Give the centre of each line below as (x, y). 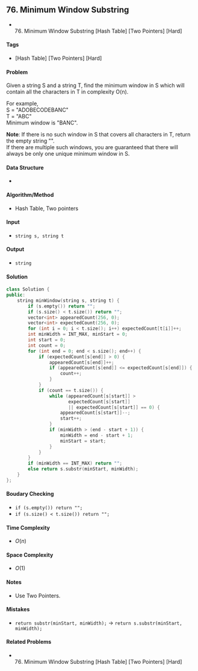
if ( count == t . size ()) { (71, 390)
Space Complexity (30, 554)
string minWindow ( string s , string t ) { (68, 300)
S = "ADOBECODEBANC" (38, 110)
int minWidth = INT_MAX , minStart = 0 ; (78, 335)
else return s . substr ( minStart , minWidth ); (83, 469)
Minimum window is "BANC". (42, 123)
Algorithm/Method (30, 195)
